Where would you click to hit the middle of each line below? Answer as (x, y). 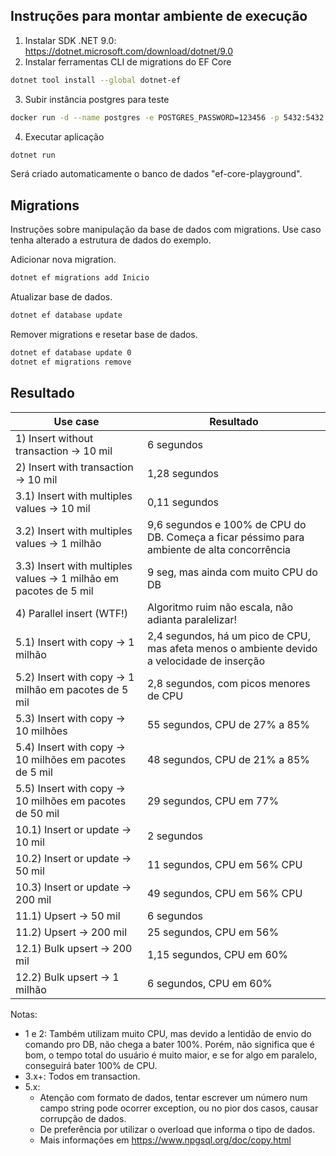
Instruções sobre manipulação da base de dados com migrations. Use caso (166, 230)
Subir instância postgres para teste (97, 99)
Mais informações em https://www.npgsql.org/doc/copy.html (165, 1140)
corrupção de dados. (83, 1118)
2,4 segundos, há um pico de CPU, (229, 636)
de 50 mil (37, 813)
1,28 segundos (183, 473)
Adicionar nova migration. (63, 260)
